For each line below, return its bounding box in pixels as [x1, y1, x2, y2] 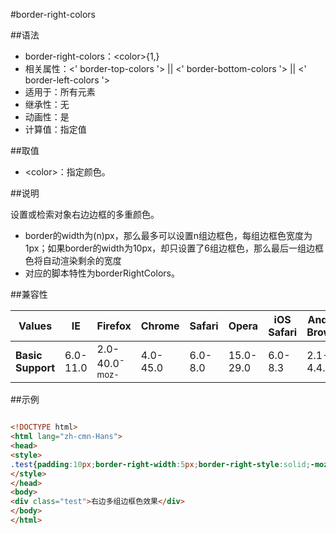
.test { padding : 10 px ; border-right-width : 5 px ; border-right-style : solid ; [10, 459, 311, 469]
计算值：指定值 [24, 124, 87, 135]
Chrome [140, 319, 180, 333]
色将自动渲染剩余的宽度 [24, 255, 122, 266]
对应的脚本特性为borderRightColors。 [24, 267, 180, 279]
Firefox [96, 319, 132, 333]
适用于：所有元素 [24, 86, 96, 98]
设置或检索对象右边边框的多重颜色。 [10, 209, 160, 220]
